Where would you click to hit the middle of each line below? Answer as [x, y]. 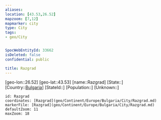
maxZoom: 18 [17, 114]
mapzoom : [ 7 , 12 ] [22, 19]
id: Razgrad [17, 96]
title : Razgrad [21, 68]
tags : [11, 32]
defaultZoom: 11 [22, 109]
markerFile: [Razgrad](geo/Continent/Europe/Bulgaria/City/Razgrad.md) [80, 105]
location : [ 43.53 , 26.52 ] [30, 14]
